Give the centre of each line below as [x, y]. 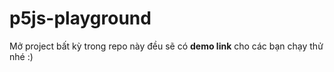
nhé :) [21, 56]
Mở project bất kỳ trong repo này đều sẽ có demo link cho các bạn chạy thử [166, 46]
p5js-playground [80, 18]
